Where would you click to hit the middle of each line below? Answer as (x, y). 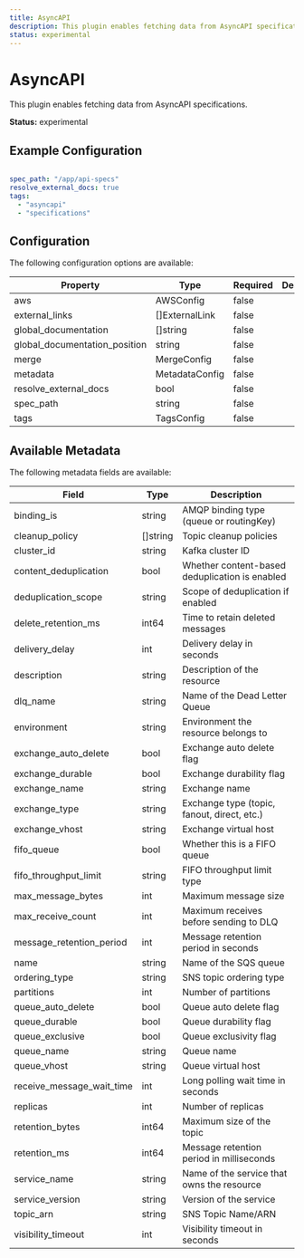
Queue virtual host (221, 1066)
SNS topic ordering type (233, 977)
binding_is (36, 515)
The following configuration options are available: (102, 263)
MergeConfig (184, 360)
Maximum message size (233, 896)
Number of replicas (223, 1107)
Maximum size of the (227, 1121)
